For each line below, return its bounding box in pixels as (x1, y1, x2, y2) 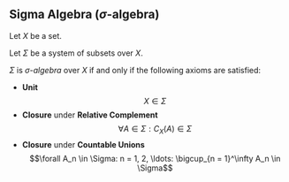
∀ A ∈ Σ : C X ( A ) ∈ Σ (118, 123, 193, 136)
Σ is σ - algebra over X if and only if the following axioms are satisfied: (9, 64, 262, 75)
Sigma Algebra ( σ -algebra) (9, 7, 160, 22)
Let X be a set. (9, 30, 62, 41)
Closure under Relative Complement (21, 110, 158, 120)
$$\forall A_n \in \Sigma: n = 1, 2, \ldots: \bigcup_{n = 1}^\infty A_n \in (29, 153, 281, 163)
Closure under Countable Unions (21, 139, 146, 149)
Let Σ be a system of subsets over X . (9, 48, 143, 58)
